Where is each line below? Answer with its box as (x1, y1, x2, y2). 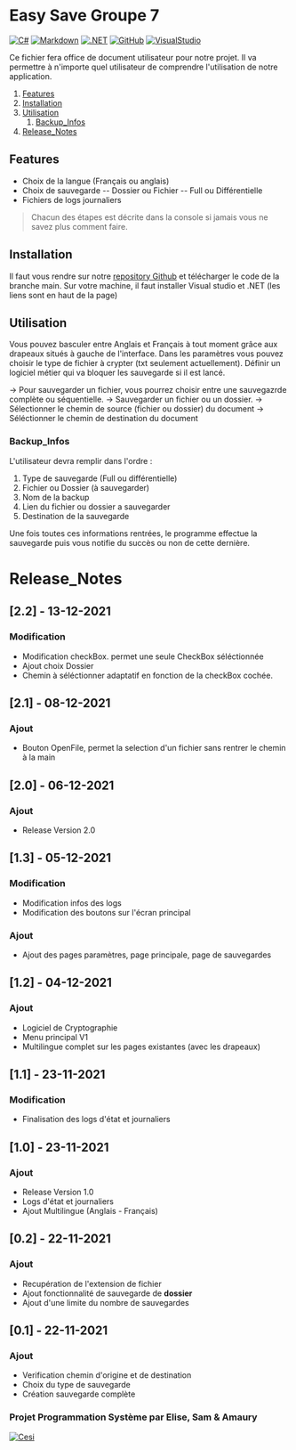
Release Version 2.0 (21, 825, 96, 835)
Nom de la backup (21, 492, 90, 502)
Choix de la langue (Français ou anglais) (21, 175, 170, 186)
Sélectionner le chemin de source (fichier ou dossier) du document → (9, 403, 265, 414)
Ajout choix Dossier (21, 660, 94, 671)
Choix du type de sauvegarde (21, 1380, 132, 1390)
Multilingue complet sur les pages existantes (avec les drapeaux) (21, 1041, 260, 1052)
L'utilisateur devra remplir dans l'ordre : (9, 455, 153, 466)
